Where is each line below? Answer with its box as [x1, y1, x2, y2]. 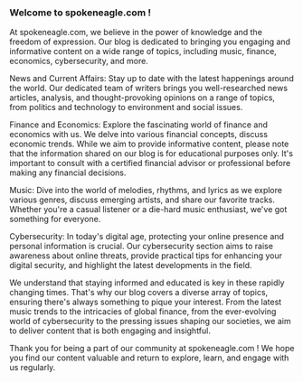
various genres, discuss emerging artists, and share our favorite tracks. [9, 194, 276, 205]
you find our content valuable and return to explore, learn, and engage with [9, 352, 289, 363]
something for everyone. [9, 214, 101, 225]
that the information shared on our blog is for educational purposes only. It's [9, 148, 294, 159]
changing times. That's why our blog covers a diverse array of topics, [9, 287, 269, 298]
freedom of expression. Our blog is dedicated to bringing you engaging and [9, 36, 291, 47]
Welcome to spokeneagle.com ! [9, 6, 152, 19]
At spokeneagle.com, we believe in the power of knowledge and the [9, 27, 262, 38]
